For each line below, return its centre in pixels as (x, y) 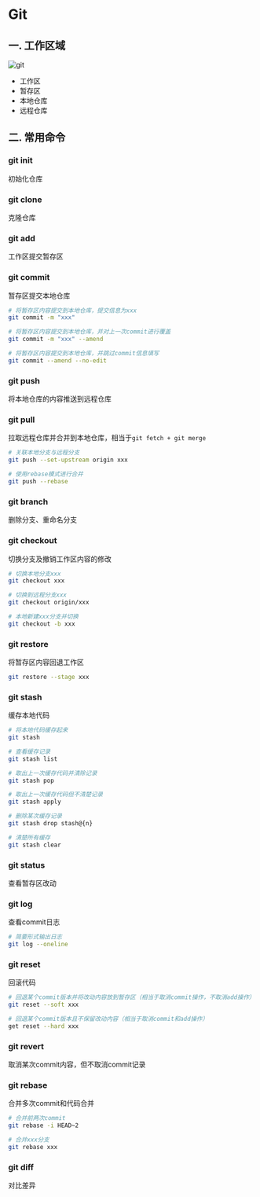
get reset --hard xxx (44, 1026)
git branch (28, 501)
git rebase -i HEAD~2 (44, 1125)
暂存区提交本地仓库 (39, 296)
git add (22, 238)
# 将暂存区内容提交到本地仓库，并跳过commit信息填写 (84, 354)
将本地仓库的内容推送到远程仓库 (60, 399)
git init (20, 160)
